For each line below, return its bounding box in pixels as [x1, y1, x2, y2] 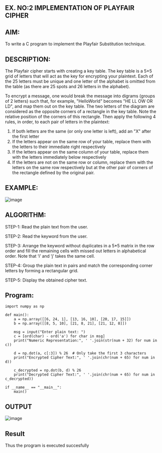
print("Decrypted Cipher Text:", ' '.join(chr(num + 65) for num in [14, 372, 155, 377]
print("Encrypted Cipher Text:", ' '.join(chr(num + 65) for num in [14, 355, 155, 360]
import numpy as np [5, 304, 45, 309]
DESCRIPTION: [5, 55, 51, 63]
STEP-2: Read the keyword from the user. [5, 233, 88, 239]
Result [5, 430, 25, 438]
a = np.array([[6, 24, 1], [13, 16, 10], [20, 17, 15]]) [14, 317, 131, 322]
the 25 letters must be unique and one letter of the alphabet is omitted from [5, 78, 156, 84]
